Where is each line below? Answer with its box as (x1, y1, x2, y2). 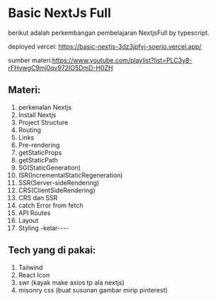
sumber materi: (8, 55, 52, 65)
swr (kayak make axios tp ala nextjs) (18, 278, 125, 287)
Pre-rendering (18, 141, 60, 149)
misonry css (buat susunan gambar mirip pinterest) (18, 285, 169, 294)
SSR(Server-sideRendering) (18, 178, 100, 187)
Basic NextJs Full (8, 5, 112, 21)
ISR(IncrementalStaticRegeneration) (18, 170, 123, 179)
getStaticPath (18, 155, 59, 164)
